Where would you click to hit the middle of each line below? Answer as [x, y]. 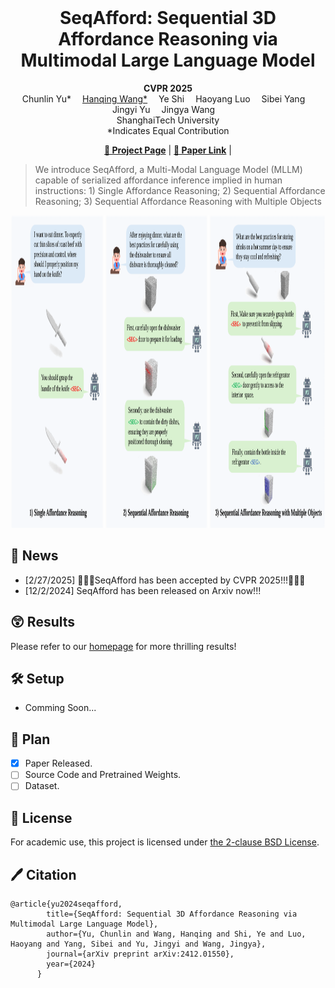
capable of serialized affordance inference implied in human [158, 180]
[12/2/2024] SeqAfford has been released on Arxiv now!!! [143, 590]
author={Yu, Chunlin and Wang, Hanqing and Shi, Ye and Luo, [176, 934]
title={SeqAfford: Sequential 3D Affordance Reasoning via [172, 914]
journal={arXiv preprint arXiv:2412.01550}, [140, 954]
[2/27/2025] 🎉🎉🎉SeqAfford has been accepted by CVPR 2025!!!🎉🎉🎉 [165, 580]
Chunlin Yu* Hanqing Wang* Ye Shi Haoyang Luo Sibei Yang [163, 98]
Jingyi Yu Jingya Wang [163, 109]
